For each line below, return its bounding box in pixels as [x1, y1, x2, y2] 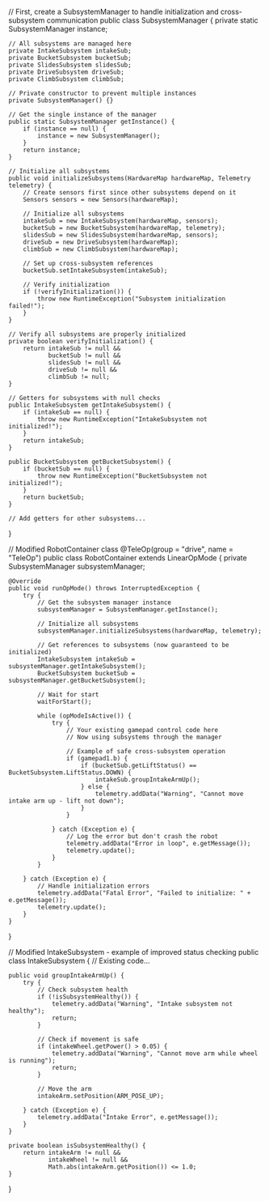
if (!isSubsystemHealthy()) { [37, 993, 139, 1001]
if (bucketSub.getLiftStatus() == [80, 761, 197, 769]
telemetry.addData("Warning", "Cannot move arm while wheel [51, 1050, 258, 1058]
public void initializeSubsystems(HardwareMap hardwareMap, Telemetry [8, 174, 251, 182]
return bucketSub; [23, 493, 85, 501]
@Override [8, 577, 42, 586]
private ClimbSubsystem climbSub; [8, 75, 125, 83]
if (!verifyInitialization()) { [23, 287, 132, 296]
